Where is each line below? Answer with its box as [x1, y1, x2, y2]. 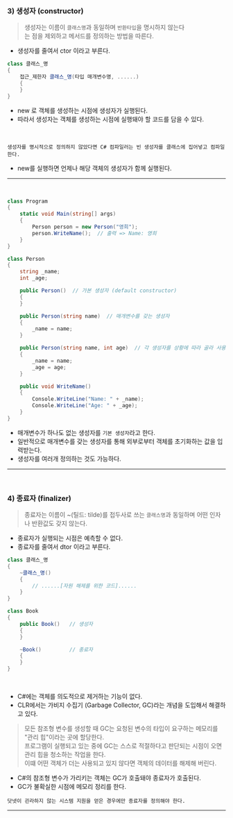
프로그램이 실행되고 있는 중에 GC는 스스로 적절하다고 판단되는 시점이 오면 [24, 742, 223, 750]
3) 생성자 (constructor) [7, 6, 84, 15]
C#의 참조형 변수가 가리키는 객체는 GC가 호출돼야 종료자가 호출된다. [17, 774, 201, 782]
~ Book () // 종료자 [19, 646, 94, 653]
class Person [7, 255, 45, 262]
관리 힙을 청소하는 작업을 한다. [24, 751, 106, 759]
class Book [7, 608, 39, 615]
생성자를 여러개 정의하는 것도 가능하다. [17, 454, 121, 463]
